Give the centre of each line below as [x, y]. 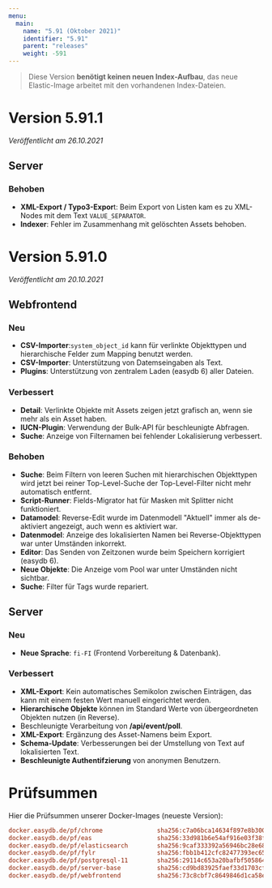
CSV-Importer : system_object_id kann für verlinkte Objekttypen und [133, 345]
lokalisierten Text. [49, 752]
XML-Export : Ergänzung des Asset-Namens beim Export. [116, 734]
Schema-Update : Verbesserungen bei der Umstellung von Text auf [132, 743]
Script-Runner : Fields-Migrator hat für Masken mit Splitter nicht [127, 500]
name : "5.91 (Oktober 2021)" [72, 31]
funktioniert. [40, 508]
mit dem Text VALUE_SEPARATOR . [95, 215]
